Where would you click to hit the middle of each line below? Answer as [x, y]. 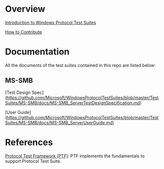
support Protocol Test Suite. [33, 161]
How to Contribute [24, 32]
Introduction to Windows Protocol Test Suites [51, 22]
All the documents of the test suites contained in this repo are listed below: [80, 65]
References [29, 142]
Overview [25, 9]
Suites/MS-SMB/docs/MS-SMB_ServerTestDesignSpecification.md [73, 103]
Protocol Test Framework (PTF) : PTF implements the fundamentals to [75, 156]
